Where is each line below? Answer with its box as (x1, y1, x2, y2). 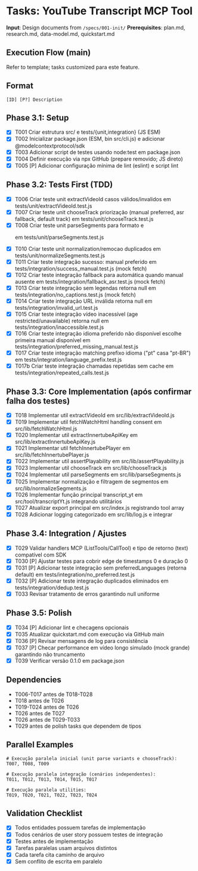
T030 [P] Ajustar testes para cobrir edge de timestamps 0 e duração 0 (14, 557, 188, 565)
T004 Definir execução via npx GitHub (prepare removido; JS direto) (14, 155, 183, 162)
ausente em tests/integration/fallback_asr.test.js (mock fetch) (14, 278, 166, 285)
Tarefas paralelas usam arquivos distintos (14, 844, 117, 851)
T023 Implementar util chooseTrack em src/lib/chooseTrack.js (14, 464, 167, 472)
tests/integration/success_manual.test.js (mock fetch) (14, 264, 147, 272)
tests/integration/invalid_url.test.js (14, 304, 98, 311)
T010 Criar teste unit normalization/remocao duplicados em (14, 245, 161, 252)
